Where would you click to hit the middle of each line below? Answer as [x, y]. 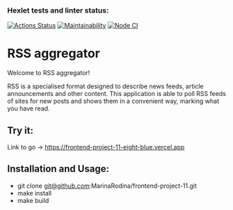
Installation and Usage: [58, 169]
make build [33, 200]
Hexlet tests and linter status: [58, 10]
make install [34, 193]
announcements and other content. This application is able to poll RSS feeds [116, 94]
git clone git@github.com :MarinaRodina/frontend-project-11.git [107, 186]
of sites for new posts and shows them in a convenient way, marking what [113, 101]
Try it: [20, 130]
